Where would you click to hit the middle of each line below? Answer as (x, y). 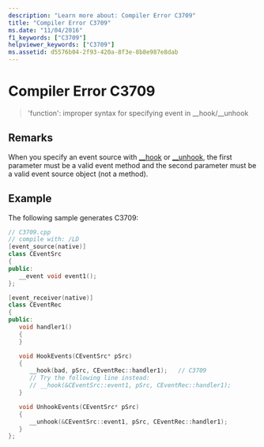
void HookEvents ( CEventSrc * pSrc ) (75, 356)
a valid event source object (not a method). (78, 174)
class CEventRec (35, 305)
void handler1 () (45, 327)
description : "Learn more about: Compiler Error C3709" (102, 15)
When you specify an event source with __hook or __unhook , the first (120, 157)
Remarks (31, 138)
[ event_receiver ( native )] (51, 298)
